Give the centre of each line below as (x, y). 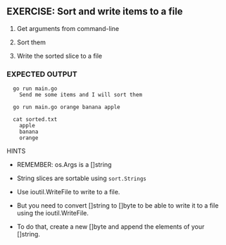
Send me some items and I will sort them (81, 95)
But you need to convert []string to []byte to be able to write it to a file (118, 206)
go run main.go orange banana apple (67, 107)
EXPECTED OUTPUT (42, 74)
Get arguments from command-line (68, 28)
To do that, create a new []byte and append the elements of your (111, 227)
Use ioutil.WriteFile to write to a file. (68, 192)
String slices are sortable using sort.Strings (82, 178)
